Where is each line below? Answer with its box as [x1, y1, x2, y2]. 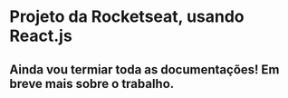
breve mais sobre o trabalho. [9, 75, 175, 92]
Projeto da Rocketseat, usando [9, 6, 245, 27]
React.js [9, 25, 72, 46]
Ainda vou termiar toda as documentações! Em [9, 62, 280, 77]
